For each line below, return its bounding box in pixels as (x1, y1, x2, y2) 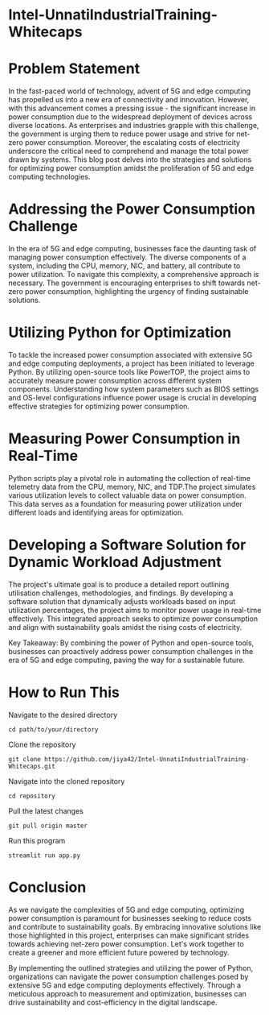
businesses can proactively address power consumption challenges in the (8, 646, 254, 656)
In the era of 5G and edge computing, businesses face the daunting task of (8, 244, 257, 254)
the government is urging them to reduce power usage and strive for (8, 129, 235, 139)
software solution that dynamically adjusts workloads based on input (8, 596, 235, 606)
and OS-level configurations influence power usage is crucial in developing (8, 393, 257, 402)
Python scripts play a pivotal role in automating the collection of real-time (8, 473, 251, 483)
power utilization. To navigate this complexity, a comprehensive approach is (8, 270, 259, 280)
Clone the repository (8, 739, 76, 749)
